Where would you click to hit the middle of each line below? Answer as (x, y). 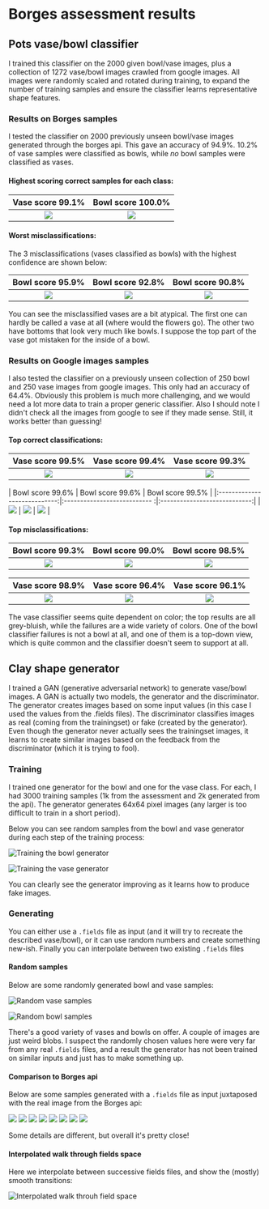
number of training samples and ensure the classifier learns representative (133, 89)
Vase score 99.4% (129, 461)
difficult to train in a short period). (64, 813)
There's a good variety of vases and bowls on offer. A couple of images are (134, 1032)
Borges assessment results (102, 14)
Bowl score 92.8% (129, 282)
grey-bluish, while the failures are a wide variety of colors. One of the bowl (133, 626)
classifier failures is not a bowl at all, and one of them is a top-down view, (131, 634)
